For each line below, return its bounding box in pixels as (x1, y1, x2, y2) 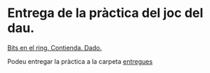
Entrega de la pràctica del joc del (7, 5, 204, 21)
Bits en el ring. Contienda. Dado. (7, 43, 102, 52)
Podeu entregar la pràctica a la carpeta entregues (7, 57, 153, 65)
